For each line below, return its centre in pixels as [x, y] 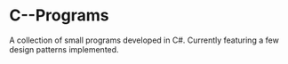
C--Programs [59, 16]
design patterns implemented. [64, 49]
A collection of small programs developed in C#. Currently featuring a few [144, 40]
